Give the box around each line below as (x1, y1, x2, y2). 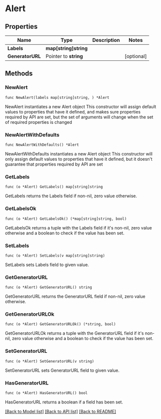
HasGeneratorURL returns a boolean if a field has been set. (5, 399, 123, 405)
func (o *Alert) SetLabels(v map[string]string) (5, 253, 105, 258)
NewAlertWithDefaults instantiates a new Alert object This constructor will (5, 151, 153, 156)
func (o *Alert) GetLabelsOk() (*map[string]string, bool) (5, 216, 127, 221)
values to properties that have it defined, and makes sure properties (5, 109, 141, 114)
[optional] (124, 53, 147, 59)
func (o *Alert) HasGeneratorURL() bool (5, 391, 88, 396)
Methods (5, 69, 33, 78)
